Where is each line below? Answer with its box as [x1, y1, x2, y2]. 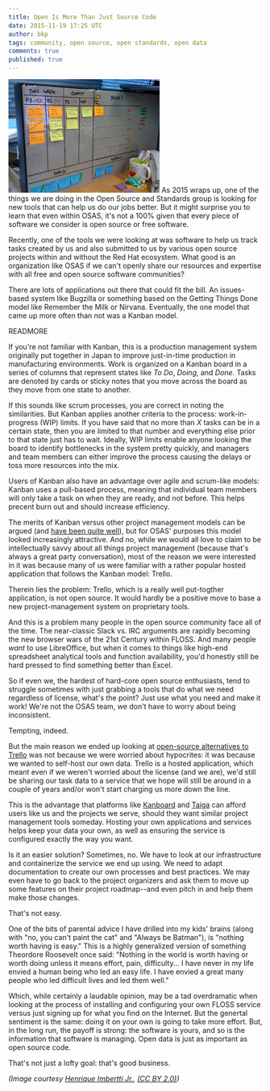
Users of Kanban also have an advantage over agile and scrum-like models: [8, 476, 260, 486]
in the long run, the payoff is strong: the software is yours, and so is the [8, 1026, 246, 1035]
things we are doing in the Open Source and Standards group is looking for [8, 194, 257, 203]
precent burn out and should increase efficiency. [8, 502, 170, 512]
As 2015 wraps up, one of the [160, 186, 260, 194]
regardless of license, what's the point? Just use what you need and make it [8, 693, 261, 702]
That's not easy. [8, 909, 62, 918]
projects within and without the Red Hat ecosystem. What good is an [8, 253, 236, 261]
